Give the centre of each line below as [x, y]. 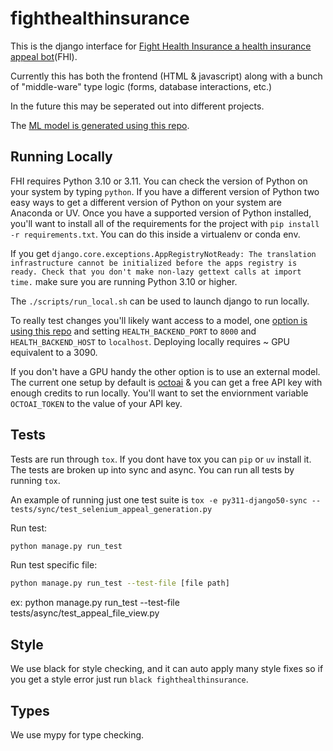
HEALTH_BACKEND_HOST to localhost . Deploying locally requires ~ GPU [150, 341]
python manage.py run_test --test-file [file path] [120, 583]
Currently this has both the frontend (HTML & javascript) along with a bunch [166, 76]
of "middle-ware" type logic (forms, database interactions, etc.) [141, 86]
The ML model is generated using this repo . [100, 125]
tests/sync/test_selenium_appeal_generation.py [111, 509]
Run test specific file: [54, 565]
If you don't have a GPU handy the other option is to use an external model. [165, 371]
